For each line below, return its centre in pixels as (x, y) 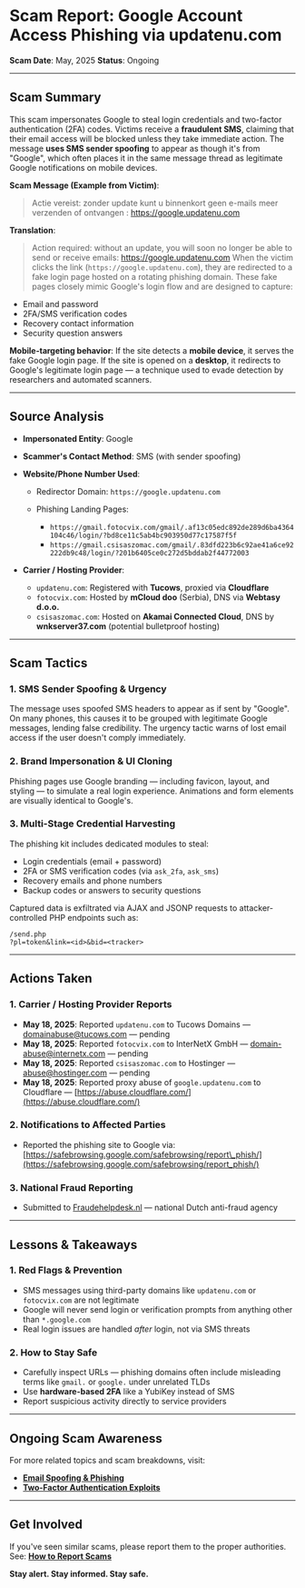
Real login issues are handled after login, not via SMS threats (136, 1329)
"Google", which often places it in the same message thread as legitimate (146, 158)
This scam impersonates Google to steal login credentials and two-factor (146, 119)
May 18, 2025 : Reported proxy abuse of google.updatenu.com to (142, 1082)
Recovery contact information (78, 323)
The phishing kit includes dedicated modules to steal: (109, 844)
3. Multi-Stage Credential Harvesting (93, 824)
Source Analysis (57, 417)
